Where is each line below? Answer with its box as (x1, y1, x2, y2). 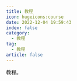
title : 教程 (6, 8, 33, 15)
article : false (6, 52, 43, 58)
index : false (6, 24, 38, 31)
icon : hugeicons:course (6, 14, 64, 20)
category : (6, 30, 30, 36)
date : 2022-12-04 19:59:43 (6, 19, 72, 25)
